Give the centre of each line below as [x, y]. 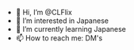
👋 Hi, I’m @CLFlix [44, 12]
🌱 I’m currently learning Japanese [71, 29]
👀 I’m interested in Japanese [62, 21]
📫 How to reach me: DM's [59, 38]
